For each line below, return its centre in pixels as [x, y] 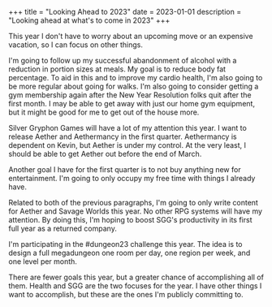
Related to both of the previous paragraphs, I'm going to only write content [133, 203]
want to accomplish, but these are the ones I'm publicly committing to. [126, 294]
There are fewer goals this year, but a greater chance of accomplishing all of [136, 277]
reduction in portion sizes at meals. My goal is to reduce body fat [117, 69]
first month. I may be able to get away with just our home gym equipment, [132, 104]
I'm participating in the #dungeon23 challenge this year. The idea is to [125, 244]
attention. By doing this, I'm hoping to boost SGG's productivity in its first [130, 220]
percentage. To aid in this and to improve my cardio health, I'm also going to [136, 78]
